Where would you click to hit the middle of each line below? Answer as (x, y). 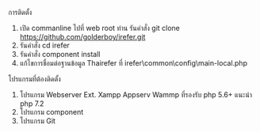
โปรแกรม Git (37, 121)
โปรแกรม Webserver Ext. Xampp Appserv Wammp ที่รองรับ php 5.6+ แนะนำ (136, 94)
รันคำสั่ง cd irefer (44, 45)
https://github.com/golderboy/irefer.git (82, 37)
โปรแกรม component (52, 112)
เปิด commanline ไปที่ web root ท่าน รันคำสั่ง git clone (100, 28)
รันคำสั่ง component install (60, 54)
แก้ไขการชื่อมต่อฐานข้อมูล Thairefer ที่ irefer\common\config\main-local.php (134, 63)
